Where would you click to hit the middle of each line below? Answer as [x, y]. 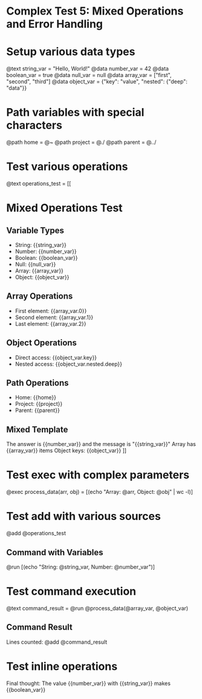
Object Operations [42, 343]
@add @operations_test [36, 533]
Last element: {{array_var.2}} [50, 323]
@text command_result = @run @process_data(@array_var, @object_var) [97, 608]
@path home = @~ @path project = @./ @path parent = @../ [81, 142]
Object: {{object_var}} [42, 277]
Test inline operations [62, 666]
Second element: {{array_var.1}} [54, 317]
